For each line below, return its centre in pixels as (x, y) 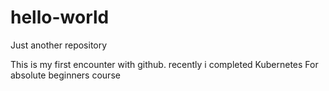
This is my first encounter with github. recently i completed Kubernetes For (164, 64)
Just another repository (59, 45)
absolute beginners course (65, 75)
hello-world (60, 17)
